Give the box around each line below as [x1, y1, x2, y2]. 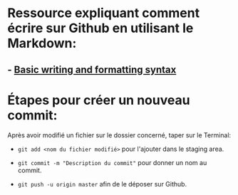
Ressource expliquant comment [7, 5, 200, 21]
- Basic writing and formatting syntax [7, 63, 177, 75]
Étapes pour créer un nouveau [7, 92, 190, 108]
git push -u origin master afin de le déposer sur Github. [17, 179, 187, 188]
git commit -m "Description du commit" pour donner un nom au [17, 158, 207, 167]
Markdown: [7, 36, 77, 51]
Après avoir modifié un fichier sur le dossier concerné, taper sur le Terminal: [7, 130, 232, 139]
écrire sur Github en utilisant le [7, 20, 194, 36]
